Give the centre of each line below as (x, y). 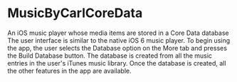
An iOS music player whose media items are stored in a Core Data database (118, 33)
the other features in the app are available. (69, 71)
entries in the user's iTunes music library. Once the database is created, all (117, 63)
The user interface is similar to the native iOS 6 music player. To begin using (119, 40)
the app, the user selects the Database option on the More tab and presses (117, 48)
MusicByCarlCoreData (75, 13)
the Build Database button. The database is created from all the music (110, 56)
